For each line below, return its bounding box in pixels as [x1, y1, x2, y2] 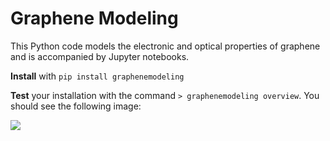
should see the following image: [10, 100, 142, 112]
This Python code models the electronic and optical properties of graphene [10, 40, 321, 52]
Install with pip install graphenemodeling [10, 70, 185, 82]
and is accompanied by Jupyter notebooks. [10, 50, 190, 62]
